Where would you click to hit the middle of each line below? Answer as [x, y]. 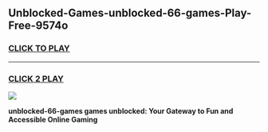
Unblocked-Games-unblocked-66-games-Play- [130, 13]
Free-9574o [38, 26]
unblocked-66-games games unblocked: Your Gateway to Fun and [121, 110]
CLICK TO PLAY [39, 49]
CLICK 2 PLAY [36, 78]
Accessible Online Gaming [53, 119]
